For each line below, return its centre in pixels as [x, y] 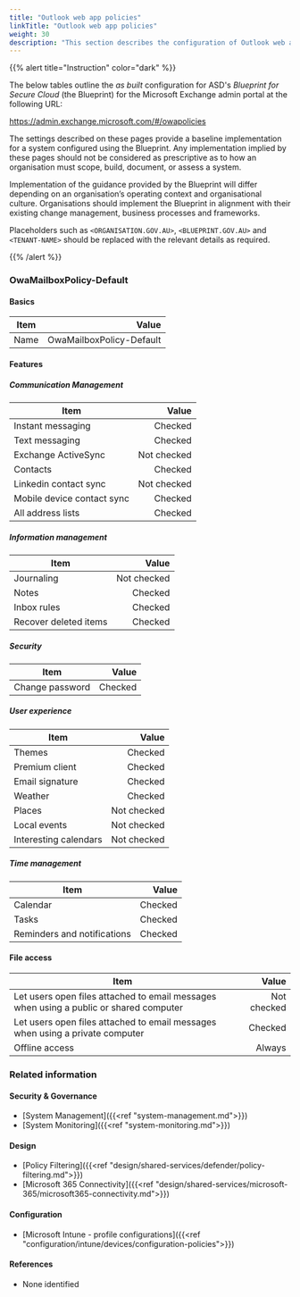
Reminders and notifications [72, 933]
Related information [53, 1075]
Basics [22, 301]
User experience [41, 711]
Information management [58, 537]
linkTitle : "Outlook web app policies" [83, 26]
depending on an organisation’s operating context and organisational [135, 194]
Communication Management [66, 384]
